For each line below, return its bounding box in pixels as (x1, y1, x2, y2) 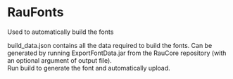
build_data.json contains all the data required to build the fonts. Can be (7, 41, 213, 49)
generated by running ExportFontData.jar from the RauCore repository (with (7, 49, 227, 57)
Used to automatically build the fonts (7, 28, 114, 36)
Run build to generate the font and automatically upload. (7, 63, 170, 72)
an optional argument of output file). (7, 56, 113, 64)
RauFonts (7, 4, 64, 20)
